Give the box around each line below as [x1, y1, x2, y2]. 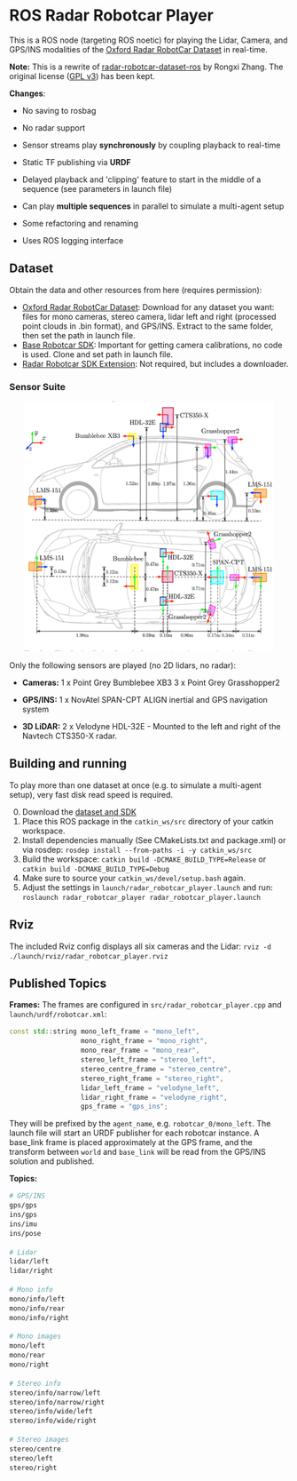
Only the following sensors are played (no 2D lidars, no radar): [9, 660, 237, 671]
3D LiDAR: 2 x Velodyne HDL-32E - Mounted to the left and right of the [21, 721, 281, 732]
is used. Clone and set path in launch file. [21, 348, 174, 360]
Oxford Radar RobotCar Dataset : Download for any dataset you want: [21, 301, 275, 312]
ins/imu [9, 1219, 38, 1229]
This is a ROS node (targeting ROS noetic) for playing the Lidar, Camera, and [9, 35, 288, 45]
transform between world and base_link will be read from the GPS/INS [9, 1147, 266, 1158]
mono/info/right [9, 1313, 69, 1322]
